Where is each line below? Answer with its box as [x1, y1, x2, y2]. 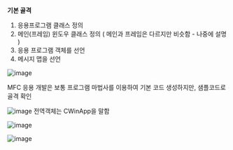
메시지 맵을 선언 [17, 55, 61, 63]
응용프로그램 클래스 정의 [17, 21, 84, 29]
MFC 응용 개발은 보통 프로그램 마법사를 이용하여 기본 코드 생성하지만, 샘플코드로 [7, 83, 226, 91]
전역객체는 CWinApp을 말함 [34, 107, 110, 115]
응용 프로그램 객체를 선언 [17, 46, 85, 54]
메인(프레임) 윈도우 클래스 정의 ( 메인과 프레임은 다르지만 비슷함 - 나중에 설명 [17, 30, 227, 38]
